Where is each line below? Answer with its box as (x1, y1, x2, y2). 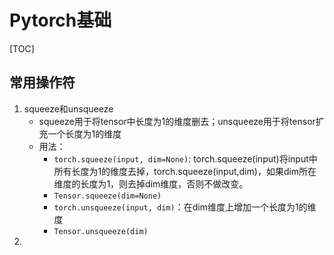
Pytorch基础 (9, 9, 112, 32)
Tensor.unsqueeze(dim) (53, 226, 149, 236)
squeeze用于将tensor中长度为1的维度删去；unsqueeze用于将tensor (38, 115, 316, 127)
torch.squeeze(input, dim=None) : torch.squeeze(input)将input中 (53, 152, 318, 165)
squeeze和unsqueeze (23, 102, 114, 115)
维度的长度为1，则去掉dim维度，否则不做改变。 (53, 177, 249, 190)
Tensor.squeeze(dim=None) (53, 191, 162, 201)
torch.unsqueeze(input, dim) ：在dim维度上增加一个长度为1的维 (53, 201, 317, 213)
